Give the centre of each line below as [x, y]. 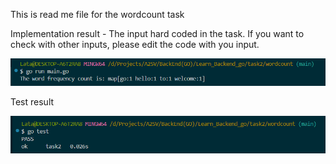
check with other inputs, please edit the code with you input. [135, 44]
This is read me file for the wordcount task [97, 14]
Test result [32, 102]
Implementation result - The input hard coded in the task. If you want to [157, 33]
